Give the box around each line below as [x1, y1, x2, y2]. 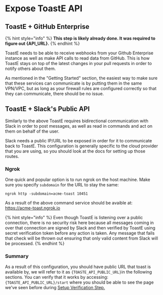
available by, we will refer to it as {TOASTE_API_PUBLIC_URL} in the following [5, 269, 152, 275]
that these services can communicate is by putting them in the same [5, 80, 142, 86]
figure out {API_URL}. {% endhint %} [5, 41, 80, 46]
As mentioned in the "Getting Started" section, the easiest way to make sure [5, 75, 158, 81]
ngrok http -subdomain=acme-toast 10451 [5, 191, 89, 196]
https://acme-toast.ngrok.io [5, 205, 60, 211]
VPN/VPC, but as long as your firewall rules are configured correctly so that [5, 86, 157, 91]
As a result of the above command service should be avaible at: [5, 200, 133, 206]
